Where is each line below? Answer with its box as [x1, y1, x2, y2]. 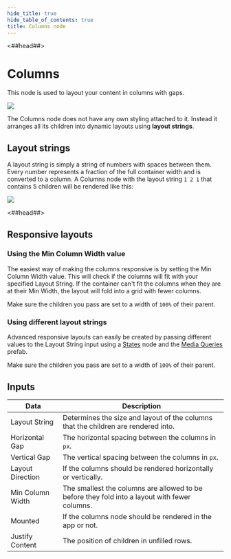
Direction [10, 472, 40, 482]
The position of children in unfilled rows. [63, 536, 192, 545]
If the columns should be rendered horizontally [63, 463, 214, 473]
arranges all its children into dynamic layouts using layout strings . [7, 122, 195, 131]
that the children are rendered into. [63, 421, 175, 431]
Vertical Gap [10, 452, 51, 462]
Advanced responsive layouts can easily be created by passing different [7, 333, 212, 341]
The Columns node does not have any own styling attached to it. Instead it [7, 115, 218, 123]
